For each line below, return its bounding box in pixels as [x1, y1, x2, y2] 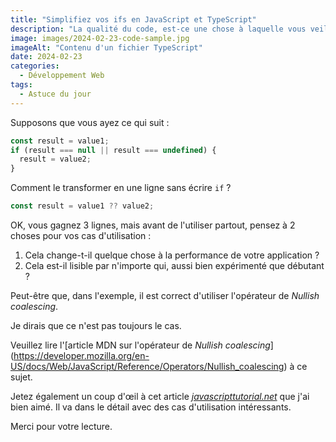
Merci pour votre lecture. [10, 421, 113, 432]
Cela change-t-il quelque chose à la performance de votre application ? [24, 249, 320, 261]
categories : [10, 61, 60, 71]
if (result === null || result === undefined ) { [10, 145, 217, 155]
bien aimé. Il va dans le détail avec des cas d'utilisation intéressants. [10, 401, 292, 413]
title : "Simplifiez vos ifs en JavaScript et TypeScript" [10, 14, 257, 25]
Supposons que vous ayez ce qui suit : [10, 116, 170, 128]
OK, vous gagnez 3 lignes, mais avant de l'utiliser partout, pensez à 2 [10, 219, 296, 231]
